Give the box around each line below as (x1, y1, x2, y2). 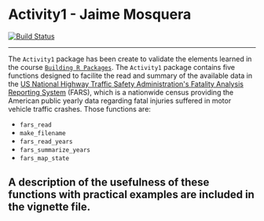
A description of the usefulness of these (8, 175, 210, 190)
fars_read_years (19, 138, 73, 145)
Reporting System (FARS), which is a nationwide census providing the (8, 87, 234, 97)
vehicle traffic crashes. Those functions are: (8, 104, 152, 113)
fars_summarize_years (19, 145, 90, 154)
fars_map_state (19, 154, 70, 162)
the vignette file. (8, 201, 91, 214)
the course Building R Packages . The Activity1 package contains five (8, 62, 236, 72)
